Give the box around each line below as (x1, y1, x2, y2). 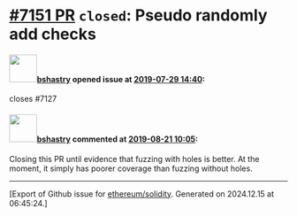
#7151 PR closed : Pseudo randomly (9, 5, 268, 26)
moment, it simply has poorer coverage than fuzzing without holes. (9, 163, 254, 174)
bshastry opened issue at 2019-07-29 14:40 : (36, 74, 206, 84)
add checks (9, 24, 97, 44)
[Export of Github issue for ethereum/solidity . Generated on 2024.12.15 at (9, 188, 275, 199)
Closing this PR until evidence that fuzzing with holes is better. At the (9, 153, 260, 164)
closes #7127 (9, 94, 57, 105)
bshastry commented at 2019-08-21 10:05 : (36, 134, 199, 144)
